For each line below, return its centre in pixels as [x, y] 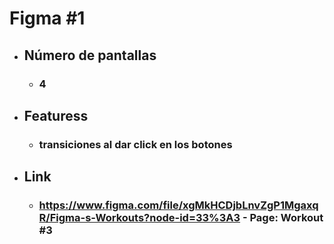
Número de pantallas [90, 55]
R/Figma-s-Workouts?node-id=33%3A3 [139, 218]
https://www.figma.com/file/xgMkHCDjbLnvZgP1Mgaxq [178, 205]
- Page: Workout [283, 218]
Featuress [56, 115]
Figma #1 [47, 18]
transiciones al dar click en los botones [135, 144]
